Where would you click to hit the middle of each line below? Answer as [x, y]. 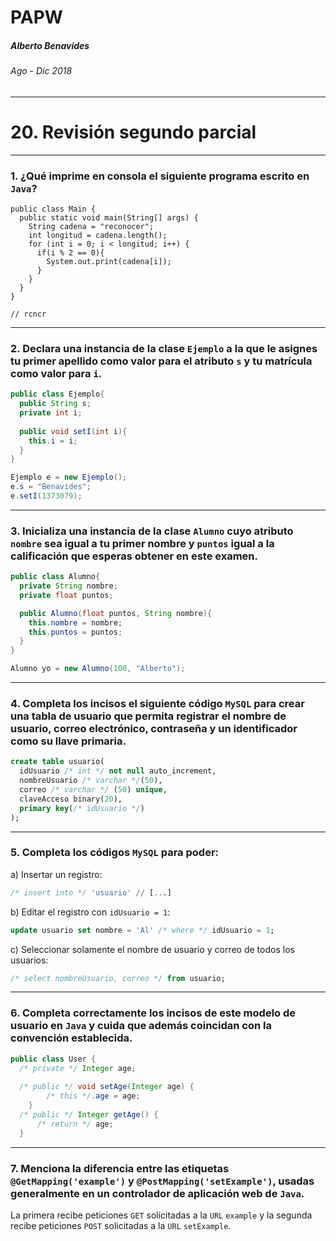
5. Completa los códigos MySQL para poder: [115, 853]
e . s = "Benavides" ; [51, 487]
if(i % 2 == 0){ [70, 253]
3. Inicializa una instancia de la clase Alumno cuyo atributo [152, 531]
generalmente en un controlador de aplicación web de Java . [157, 1193]
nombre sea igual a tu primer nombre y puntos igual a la [142, 543]
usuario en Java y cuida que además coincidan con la [141, 1026]
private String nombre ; [68, 586]
